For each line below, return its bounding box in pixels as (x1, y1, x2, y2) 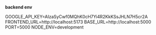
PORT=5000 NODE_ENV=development (5, 24, 84, 30)
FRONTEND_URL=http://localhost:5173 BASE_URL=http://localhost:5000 (5, 19, 152, 25)
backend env (5, 4, 32, 10)
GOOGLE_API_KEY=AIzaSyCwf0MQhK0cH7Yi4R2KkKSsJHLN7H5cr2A (5, 14, 148, 19)
